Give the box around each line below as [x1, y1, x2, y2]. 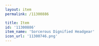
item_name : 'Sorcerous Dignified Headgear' [5, 30, 95, 34]
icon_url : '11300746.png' [5, 34, 58, 39]
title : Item [5, 20, 29, 25]
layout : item [5, 7, 32, 12]
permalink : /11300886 [5, 12, 49, 16]
